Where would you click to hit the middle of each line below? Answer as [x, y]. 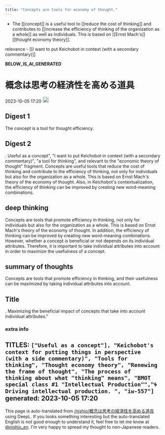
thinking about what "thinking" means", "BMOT [78, 378]
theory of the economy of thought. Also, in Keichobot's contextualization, [79, 182]
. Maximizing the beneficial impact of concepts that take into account [75, 311]
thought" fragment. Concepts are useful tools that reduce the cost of [75, 166]
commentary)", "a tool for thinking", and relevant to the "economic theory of [82, 161]
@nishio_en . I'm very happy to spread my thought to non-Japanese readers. [82, 427]
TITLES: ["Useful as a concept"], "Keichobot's [79, 345]
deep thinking [27, 208]
